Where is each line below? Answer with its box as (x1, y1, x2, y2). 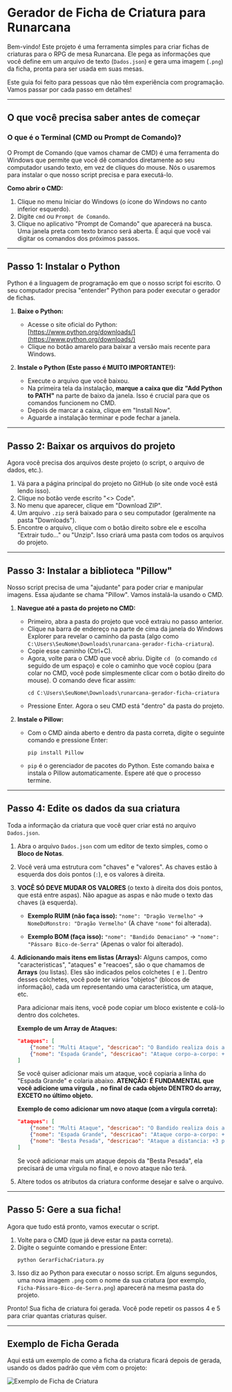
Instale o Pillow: (17, 715, 64, 724)
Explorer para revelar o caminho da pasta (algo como (27, 632, 180, 641)
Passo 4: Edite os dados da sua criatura (7, 803, 181, 814)
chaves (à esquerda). (17, 898, 78, 907)
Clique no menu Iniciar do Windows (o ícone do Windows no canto (17, 197, 207, 206)
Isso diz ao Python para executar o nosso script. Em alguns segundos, (17, 1269, 217, 1277)
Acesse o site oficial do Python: (27, 321, 117, 329)
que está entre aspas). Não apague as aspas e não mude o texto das (17, 891, 213, 899)
